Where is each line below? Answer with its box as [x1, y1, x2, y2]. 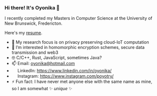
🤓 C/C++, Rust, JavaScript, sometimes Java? [11, 55, 102, 61]
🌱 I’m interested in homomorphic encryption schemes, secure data [11, 45, 145, 50]
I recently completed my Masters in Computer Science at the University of [4, 16, 153, 21]
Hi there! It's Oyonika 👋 [4, 4, 60, 11]
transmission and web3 [11, 49, 59, 55]
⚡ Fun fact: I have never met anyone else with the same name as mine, [11, 79, 153, 84]
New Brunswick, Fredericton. [4, 20, 63, 26]
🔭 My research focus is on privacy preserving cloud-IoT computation [11, 39, 149, 45]
